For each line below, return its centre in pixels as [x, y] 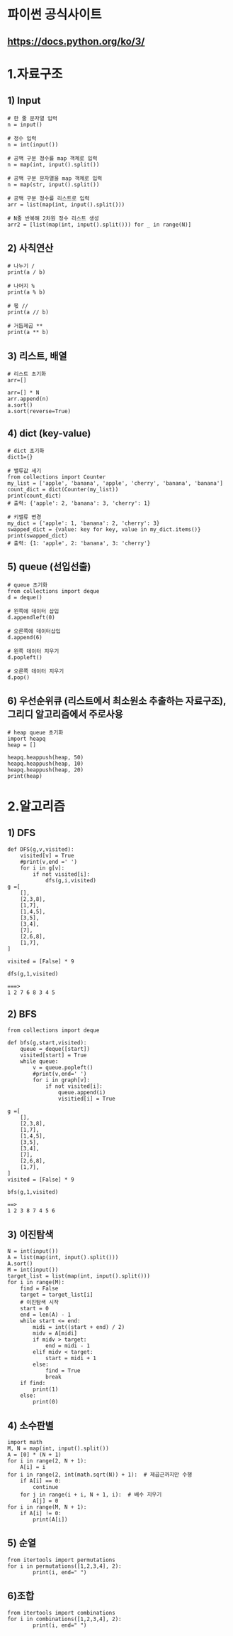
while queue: [39, 1062]
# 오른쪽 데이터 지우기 [36, 671]
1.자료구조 [35, 74]
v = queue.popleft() [63, 1068]
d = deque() [25, 597]
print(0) [46, 1402]
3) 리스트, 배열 [37, 356]
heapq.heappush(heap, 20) [45, 770]
